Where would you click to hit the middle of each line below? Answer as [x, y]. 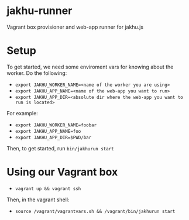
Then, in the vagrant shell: [38, 200]
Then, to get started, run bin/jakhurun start [60, 148]
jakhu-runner [39, 11]
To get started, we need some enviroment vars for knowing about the [90, 67]
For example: [23, 113]
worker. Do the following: [37, 73]
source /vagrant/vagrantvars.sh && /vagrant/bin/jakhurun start [95, 211]
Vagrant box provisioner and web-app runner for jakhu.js [75, 27]
